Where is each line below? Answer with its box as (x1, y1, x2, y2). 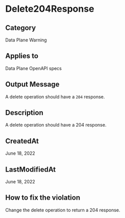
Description (5, 108, 43, 117)
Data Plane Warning (5, 37, 47, 43)
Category (5, 23, 36, 32)
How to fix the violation (5, 193, 81, 202)
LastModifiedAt (5, 165, 56, 174)
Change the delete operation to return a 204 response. (5, 207, 121, 213)
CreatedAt (5, 136, 39, 146)
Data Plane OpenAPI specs (5, 65, 62, 71)
